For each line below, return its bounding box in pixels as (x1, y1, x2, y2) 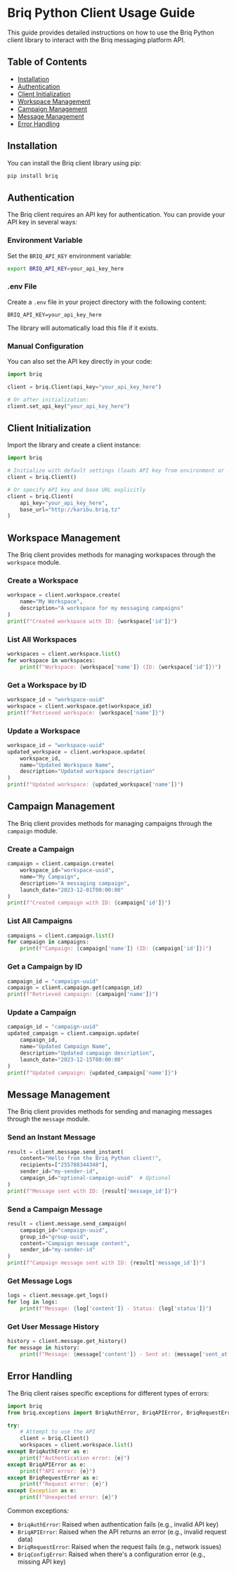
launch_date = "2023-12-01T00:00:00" (20, 886, 124, 893)
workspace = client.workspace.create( (7, 592, 121, 599)
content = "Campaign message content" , (20, 1240, 131, 1247)
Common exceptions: (7, 1507, 69, 1515)
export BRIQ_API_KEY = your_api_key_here (7, 265, 124, 272)
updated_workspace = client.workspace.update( (7, 748, 146, 756)
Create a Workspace (7, 575, 79, 585)
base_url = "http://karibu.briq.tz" (20, 506, 121, 513)
